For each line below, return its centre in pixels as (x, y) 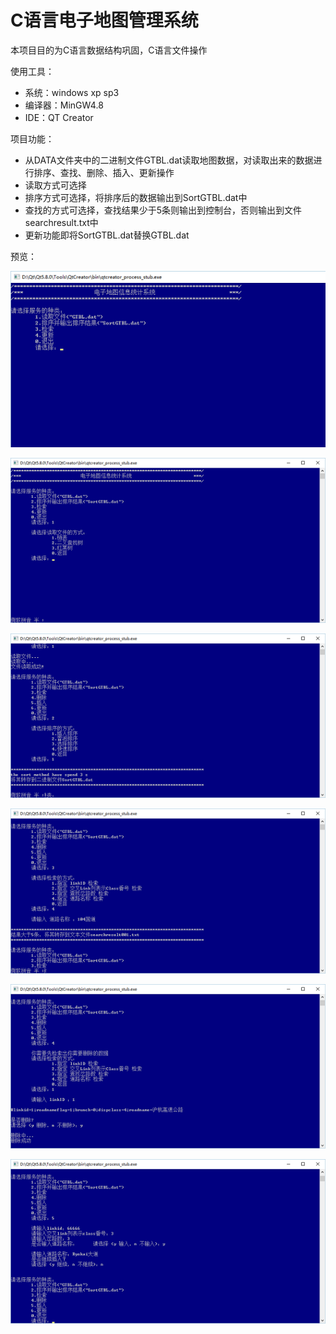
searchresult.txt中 (61, 222)
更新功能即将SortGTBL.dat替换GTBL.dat (107, 235)
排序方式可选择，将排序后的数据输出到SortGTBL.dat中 (136, 197)
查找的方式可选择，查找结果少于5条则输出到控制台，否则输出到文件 (163, 210)
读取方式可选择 (55, 185)
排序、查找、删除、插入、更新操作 (104, 172)
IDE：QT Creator (59, 117)
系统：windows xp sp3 (72, 92)
